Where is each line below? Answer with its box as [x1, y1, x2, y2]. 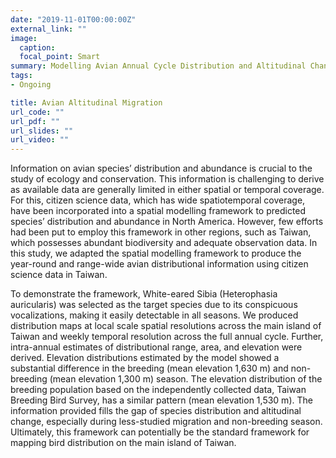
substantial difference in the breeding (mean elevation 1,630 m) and [10, 362, 289, 375]
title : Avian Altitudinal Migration [10, 97, 163, 108]
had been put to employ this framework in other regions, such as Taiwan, [10, 226, 312, 238]
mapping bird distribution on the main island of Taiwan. [10, 437, 237, 449]
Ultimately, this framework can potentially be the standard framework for [10, 426, 310, 438]
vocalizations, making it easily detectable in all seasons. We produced [10, 309, 299, 321]
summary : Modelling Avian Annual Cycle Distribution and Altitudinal [10, 61, 307, 71]
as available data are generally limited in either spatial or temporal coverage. [10, 184, 325, 196]
